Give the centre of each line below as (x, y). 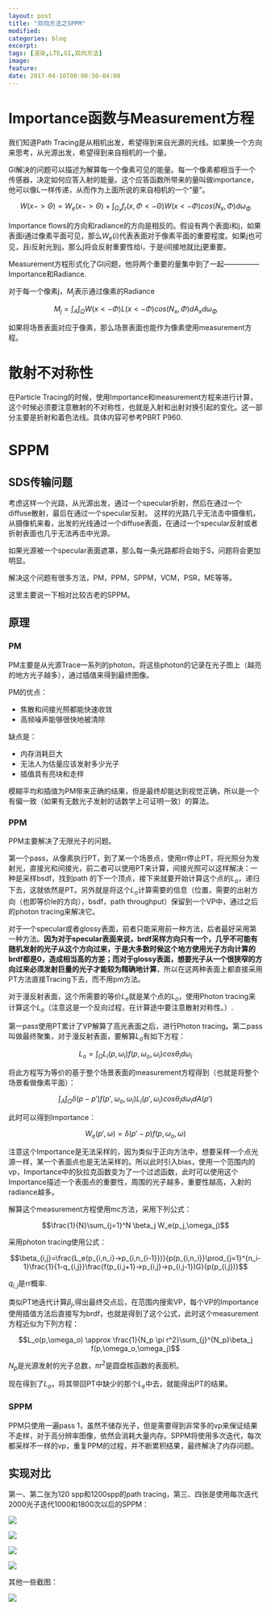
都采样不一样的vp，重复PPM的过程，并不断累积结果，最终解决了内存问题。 (133, 1445)
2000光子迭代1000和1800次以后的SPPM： (79, 1504)
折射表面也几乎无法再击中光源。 (61, 533)
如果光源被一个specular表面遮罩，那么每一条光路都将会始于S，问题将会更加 (134, 550)
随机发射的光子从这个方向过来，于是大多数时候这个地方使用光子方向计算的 (132, 948)
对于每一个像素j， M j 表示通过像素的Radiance (81, 293)
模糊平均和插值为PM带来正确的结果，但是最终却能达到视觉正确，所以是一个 (134, 791)
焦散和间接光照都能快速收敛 (66, 709)
